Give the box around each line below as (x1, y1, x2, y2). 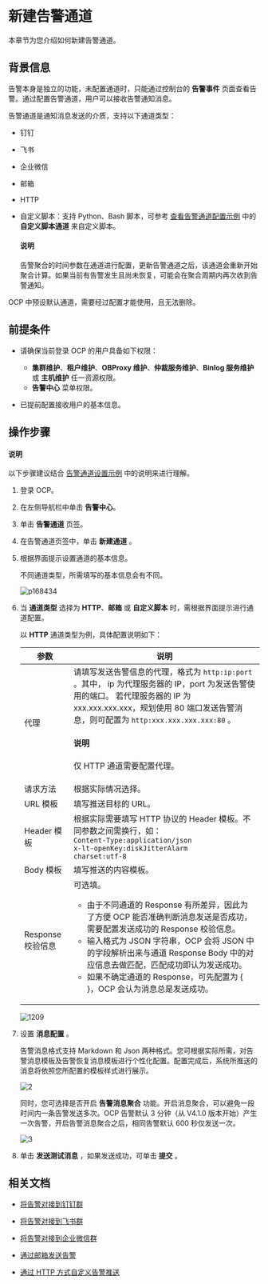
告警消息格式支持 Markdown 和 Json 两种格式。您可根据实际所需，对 (19, 1046, 247, 1056)
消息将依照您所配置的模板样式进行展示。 (19, 1066, 153, 1076)
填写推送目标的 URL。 (73, 798, 156, 810)
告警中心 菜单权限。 (31, 382, 97, 392)
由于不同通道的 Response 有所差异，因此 (86, 899, 241, 910)
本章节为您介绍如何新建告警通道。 (8, 35, 120, 45)
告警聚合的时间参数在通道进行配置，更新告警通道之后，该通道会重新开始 (19, 260, 258, 270)
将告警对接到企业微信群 (19, 1233, 97, 1242)
